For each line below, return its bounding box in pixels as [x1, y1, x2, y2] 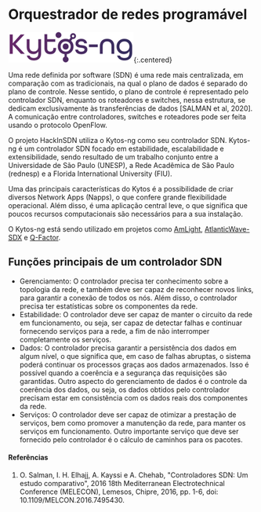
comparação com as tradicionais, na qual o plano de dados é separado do [8, 79, 248, 88]
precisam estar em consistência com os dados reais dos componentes [19, 393, 248, 402]
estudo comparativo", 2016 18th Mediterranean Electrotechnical [19, 478, 225, 488]
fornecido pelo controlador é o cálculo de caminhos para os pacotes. [19, 434, 243, 444]
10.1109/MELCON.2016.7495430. [19, 495, 125, 504]
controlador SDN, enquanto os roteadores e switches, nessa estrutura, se [8, 95, 245, 104]
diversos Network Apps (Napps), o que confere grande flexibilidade [8, 192, 227, 202]
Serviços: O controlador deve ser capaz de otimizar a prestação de [19, 410, 237, 419]
